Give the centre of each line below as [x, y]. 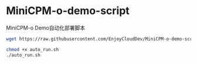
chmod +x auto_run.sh [33, 49]
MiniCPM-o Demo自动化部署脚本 [46, 28]
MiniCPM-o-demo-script [68, 11]
